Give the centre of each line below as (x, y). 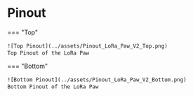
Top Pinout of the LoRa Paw (48, 53)
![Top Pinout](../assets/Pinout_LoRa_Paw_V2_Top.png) (88, 46)
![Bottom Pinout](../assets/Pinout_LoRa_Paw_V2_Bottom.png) (97, 80)
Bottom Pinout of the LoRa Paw (53, 87)
